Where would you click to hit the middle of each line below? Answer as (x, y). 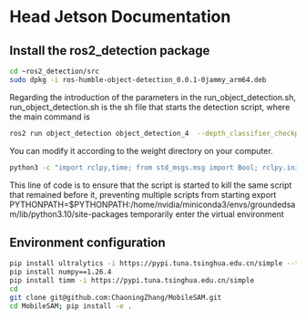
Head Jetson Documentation (120, 17)
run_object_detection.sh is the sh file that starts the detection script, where (150, 107)
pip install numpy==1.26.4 (61, 272)
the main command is (50, 117)
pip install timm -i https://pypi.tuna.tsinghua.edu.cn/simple (132, 281)
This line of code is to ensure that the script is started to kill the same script (151, 185)
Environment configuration (87, 242)
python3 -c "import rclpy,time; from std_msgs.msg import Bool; (134, 167)
